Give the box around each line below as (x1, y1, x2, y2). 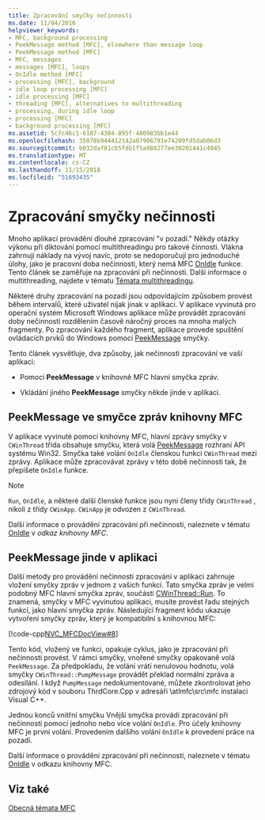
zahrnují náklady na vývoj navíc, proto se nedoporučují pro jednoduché (8, 250, 240, 260)
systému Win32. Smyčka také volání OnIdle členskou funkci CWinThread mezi (8, 448, 257, 457)
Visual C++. (8, 695, 47, 704)
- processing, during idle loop (8, 108, 115, 116)
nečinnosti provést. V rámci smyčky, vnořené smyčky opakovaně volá (8, 653, 236, 662)
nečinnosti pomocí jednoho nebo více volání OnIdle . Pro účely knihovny (8, 719, 241, 728)
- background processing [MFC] (8, 122, 112, 130)
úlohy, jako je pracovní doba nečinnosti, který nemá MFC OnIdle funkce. (8, 259, 243, 268)
